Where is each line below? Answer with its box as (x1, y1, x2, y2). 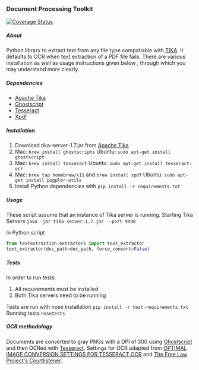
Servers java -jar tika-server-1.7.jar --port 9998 (6, 217, 136, 224)
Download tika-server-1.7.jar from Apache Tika (14, 142, 129, 149)
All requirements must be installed (14, 285, 99, 292)
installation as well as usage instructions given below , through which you (6, 59, 186, 67)
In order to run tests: (6, 274, 56, 281)
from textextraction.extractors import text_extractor (6, 241, 145, 246)
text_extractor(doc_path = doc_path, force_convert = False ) (6, 246, 150, 252)
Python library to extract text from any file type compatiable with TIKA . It (6, 47, 184, 54)
